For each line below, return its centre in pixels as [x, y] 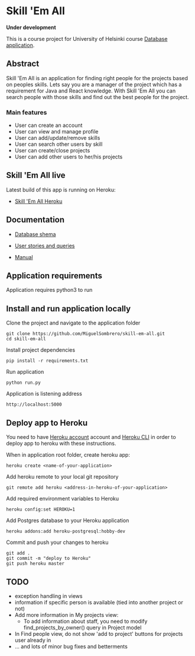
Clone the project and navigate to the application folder [73, 323]
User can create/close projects [52, 151]
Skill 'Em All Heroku [38, 201]
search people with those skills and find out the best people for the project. [97, 97]
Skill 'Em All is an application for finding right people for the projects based [97, 78]
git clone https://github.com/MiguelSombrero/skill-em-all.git [86, 334]
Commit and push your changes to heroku [57, 542]
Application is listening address [44, 394]
